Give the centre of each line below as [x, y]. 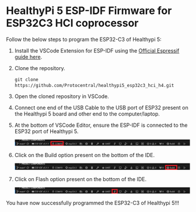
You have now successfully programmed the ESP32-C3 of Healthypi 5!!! [93, 203]
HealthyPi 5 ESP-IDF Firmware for [89, 11]
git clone [27, 79]
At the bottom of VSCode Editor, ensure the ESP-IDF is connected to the [101, 125]
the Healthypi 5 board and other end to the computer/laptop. [87, 114]
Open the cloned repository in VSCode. [62, 96]
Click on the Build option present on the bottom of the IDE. [85, 155]
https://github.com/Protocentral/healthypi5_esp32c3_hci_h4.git [94, 85]
